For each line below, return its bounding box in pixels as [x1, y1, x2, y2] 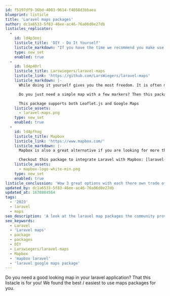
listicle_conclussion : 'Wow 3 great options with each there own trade [5, 181, 159, 186]
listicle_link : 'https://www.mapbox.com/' [14, 139, 105, 144]
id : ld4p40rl [14, 64, 42, 69]
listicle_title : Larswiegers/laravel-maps [14, 69, 105, 74]
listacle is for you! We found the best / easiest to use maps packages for [5, 280, 156, 286]
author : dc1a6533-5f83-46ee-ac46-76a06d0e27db [5, 21, 105, 27]
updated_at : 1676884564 [5, 190, 56, 195]
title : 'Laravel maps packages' [5, 17, 73, 22]
